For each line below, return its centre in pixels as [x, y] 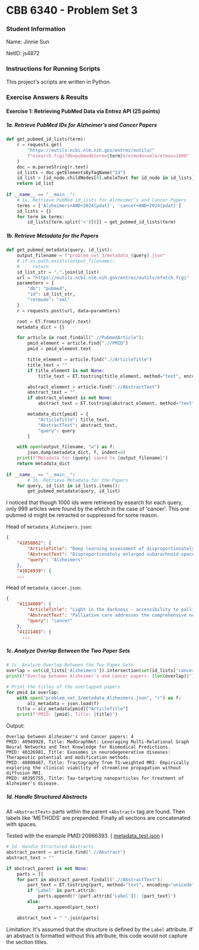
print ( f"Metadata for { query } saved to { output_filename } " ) [92, 458]
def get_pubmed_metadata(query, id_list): [59, 250]
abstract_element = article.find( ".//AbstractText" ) [94, 387]
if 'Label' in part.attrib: [62, 891]
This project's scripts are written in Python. [59, 81]
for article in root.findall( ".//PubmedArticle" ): [81, 338]
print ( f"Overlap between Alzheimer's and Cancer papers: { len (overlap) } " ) [100, 676]
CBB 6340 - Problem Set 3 [72, 10]
